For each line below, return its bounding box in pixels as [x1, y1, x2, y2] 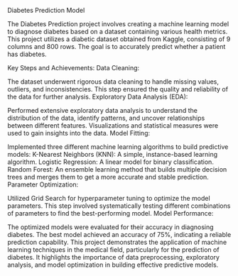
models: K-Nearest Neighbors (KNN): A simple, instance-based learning [7, 150, 218, 158]
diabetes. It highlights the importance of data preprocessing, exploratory [7, 253, 220, 261]
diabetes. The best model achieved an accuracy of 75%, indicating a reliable [7, 231, 232, 238]
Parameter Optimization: [7, 180, 79, 189]
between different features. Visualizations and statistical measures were [7, 121, 219, 130]
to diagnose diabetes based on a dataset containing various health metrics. [7, 28, 228, 35]
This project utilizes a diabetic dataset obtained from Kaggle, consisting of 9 [7, 35, 231, 43]
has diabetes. [7, 50, 48, 58]
